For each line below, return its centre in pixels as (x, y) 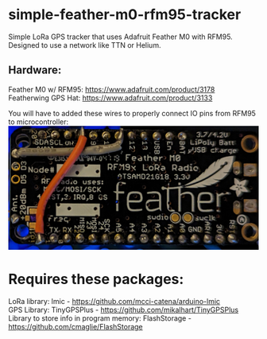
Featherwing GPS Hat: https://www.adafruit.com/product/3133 (110, 98)
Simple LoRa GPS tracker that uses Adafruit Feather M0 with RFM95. (120, 37)
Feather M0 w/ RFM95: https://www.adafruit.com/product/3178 (112, 89)
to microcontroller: (39, 122)
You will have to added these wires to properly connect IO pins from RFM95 (132, 113)
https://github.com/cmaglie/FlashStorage (75, 327)
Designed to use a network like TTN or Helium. (85, 45)
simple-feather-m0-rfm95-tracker (125, 15)
